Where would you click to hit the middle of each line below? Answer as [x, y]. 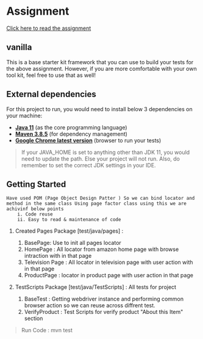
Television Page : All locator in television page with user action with [109, 262]
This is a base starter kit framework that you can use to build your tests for [100, 62]
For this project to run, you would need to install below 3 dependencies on [100, 109]
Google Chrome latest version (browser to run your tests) [88, 140]
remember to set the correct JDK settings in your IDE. [89, 165]
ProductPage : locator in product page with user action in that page [109, 275]
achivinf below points [35, 209]
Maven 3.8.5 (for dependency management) [71, 134]
